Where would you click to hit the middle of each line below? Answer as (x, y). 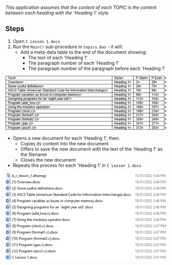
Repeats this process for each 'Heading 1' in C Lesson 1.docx (77, 165)
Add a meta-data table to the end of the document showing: (84, 52)
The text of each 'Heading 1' (58, 57)
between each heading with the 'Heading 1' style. (58, 13)
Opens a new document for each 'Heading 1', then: (66, 138)
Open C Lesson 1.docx (36, 41)
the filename (34, 154)
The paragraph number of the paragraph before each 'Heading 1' (96, 68)
